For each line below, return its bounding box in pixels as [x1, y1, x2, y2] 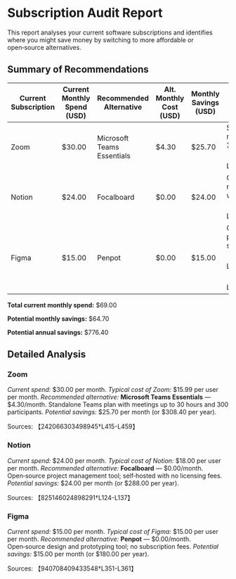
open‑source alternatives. [7, 43, 82, 51]
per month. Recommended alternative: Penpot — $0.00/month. [7, 535, 191, 543]
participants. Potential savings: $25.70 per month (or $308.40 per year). [7, 408, 217, 416]
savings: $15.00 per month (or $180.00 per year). [7, 550, 150, 559]
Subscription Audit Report [7, 5, 163, 21]
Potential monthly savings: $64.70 [7, 314, 110, 323]
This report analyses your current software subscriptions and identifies [7, 28, 213, 37]
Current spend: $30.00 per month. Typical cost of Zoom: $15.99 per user [7, 386, 219, 394]
